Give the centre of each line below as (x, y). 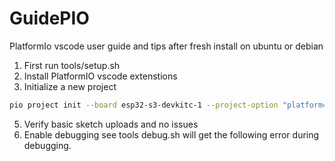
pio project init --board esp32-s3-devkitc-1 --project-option (144, 105)
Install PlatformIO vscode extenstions (100, 76)
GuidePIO (49, 18)
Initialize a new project (70, 86)
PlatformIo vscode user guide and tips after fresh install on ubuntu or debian (166, 46)
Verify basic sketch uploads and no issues (111, 124)
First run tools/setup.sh (72, 65)
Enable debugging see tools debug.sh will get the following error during (171, 134)
